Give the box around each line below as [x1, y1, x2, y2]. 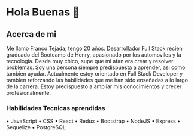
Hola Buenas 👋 [6, 5, 80, 19]
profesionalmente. [6, 89, 51, 96]
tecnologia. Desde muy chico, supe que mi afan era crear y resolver [6, 58, 174, 64]
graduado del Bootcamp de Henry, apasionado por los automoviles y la [6, 51, 181, 58]
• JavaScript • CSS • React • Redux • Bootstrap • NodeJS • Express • [6, 117, 181, 124]
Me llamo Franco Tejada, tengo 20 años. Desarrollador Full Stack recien [6, 45, 183, 52]
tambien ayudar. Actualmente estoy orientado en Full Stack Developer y [6, 70, 183, 77]
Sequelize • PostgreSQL [6, 124, 66, 131]
